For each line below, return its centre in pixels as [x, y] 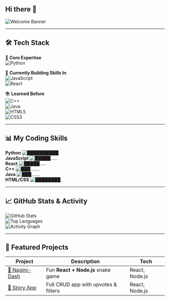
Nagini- [22, 270]
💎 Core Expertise [23, 57]
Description [86, 262]
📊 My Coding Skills [36, 138]
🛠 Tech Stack [27, 43]
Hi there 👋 [21, 9]
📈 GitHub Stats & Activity [46, 201]
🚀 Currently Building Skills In [36, 73]
